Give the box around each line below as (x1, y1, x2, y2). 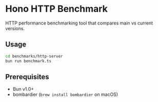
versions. (5, 25, 25, 31)
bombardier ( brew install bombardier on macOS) (12, 91, 118, 97)
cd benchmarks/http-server (5, 54, 63, 59)
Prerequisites (5, 72, 49, 81)
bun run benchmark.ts (5, 58, 52, 64)
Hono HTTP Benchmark (5, 3, 108, 15)
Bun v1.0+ (12, 86, 34, 92)
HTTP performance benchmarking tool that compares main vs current (5, 20, 153, 26)
